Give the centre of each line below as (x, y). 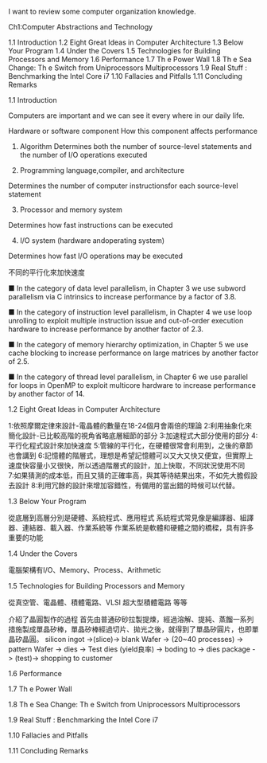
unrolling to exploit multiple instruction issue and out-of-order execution (126, 321)
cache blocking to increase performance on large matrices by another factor (133, 353)
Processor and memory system (71, 209)
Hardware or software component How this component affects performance (133, 131)
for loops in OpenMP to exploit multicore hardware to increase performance (132, 385)
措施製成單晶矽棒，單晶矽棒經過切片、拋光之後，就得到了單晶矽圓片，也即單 (133, 629)
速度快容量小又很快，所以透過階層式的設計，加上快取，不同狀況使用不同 (126, 466)
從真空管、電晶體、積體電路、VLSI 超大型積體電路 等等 (98, 602)
